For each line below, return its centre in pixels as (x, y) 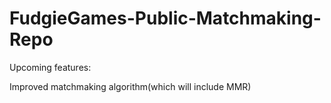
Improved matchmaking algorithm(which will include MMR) (130, 86)
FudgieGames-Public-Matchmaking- (165, 18)
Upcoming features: (50, 67)
